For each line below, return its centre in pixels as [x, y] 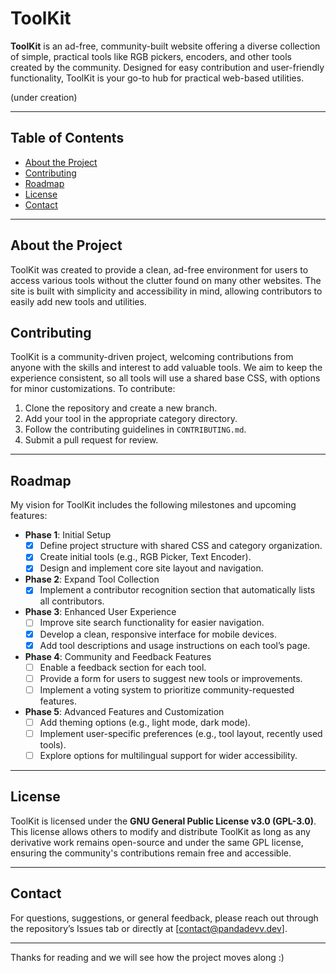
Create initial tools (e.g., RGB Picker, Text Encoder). [145, 557]
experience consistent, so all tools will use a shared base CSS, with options [165, 378]
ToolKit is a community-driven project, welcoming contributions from [152, 357]
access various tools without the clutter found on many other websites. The [166, 280]
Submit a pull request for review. [91, 440]
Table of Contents [67, 138]
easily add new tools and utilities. [78, 301]
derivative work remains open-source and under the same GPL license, [157, 842]
